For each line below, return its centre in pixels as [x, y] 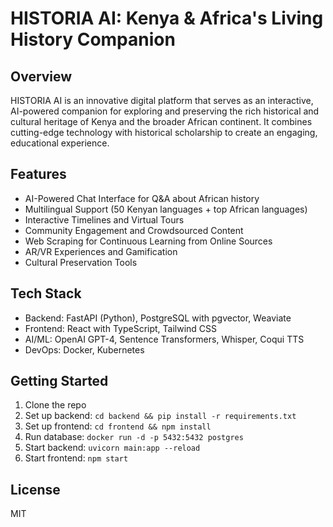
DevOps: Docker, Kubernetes [84, 349]
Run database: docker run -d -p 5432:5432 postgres [134, 437]
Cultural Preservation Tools [81, 262]
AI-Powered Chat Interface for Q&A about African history [142, 198]
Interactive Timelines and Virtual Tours [104, 219]
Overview [41, 76]
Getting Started [59, 381]
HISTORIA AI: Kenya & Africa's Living [167, 18]
